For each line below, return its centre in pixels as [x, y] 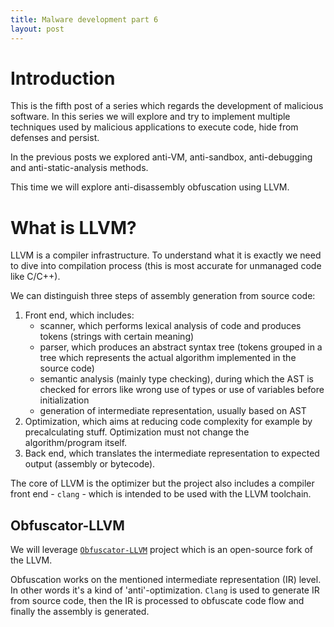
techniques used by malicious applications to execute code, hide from [154, 127]
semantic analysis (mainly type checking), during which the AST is [176, 379]
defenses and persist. [55, 138]
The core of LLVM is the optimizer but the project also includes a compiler [162, 483]
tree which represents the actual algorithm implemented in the [168, 358]
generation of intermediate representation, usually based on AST [173, 411]
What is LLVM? [73, 227]
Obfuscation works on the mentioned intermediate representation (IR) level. [166, 580]
